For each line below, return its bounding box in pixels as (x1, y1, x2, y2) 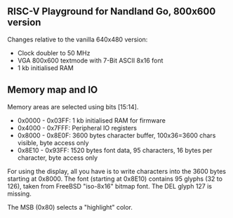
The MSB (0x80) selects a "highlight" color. (7, 203, 133, 211)
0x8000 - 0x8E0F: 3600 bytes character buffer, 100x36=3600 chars (17, 131, 216, 139)
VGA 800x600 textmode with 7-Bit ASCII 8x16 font (17, 56, 164, 64)
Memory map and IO (7, 84, 98, 96)
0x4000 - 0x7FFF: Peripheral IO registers (17, 123, 137, 132)
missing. (7, 189, 32, 198)
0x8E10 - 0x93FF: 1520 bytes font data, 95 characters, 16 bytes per (17, 146, 213, 154)
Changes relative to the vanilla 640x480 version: (7, 35, 148, 43)
